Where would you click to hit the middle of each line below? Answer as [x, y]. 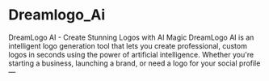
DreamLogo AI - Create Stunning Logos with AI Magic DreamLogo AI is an [131, 37]
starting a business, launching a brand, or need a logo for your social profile [134, 63]
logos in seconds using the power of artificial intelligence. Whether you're [131, 54]
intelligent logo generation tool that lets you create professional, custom [128, 45]
